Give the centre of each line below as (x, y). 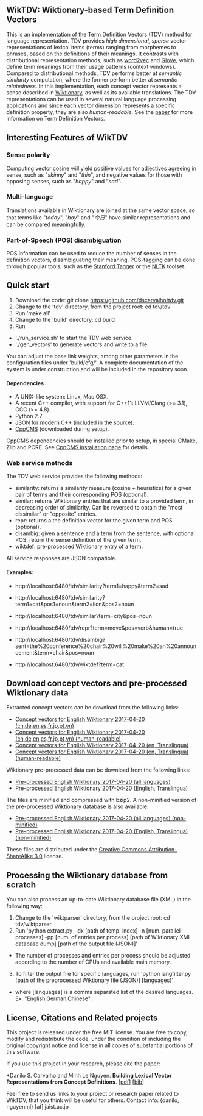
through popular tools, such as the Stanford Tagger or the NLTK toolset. (96, 266)
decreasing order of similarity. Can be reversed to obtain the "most (99, 508)
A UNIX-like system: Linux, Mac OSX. (62, 397)
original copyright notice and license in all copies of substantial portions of (100, 1045)
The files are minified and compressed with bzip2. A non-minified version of (101, 800)
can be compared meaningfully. (46, 224)
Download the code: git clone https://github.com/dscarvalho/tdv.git (99, 300)
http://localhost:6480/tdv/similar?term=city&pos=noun (83, 616)
